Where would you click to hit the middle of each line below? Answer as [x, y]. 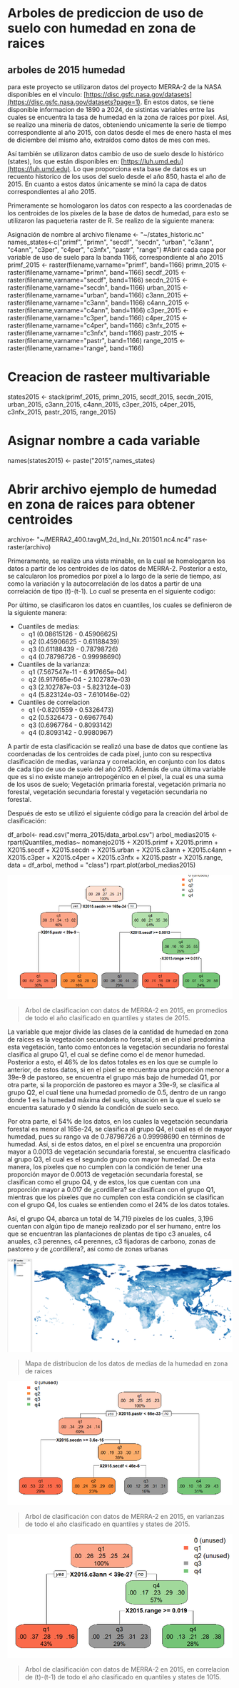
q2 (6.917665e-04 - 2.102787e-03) [79, 679]
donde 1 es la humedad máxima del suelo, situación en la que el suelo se [114, 1099]
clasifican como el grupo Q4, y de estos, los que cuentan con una [104, 1181]
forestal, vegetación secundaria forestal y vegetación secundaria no [107, 792]
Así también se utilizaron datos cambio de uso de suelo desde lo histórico [116, 154]
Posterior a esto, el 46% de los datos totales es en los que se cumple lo [113, 1062]
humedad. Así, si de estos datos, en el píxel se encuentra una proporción [115, 1144]
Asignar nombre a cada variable [104, 441]
